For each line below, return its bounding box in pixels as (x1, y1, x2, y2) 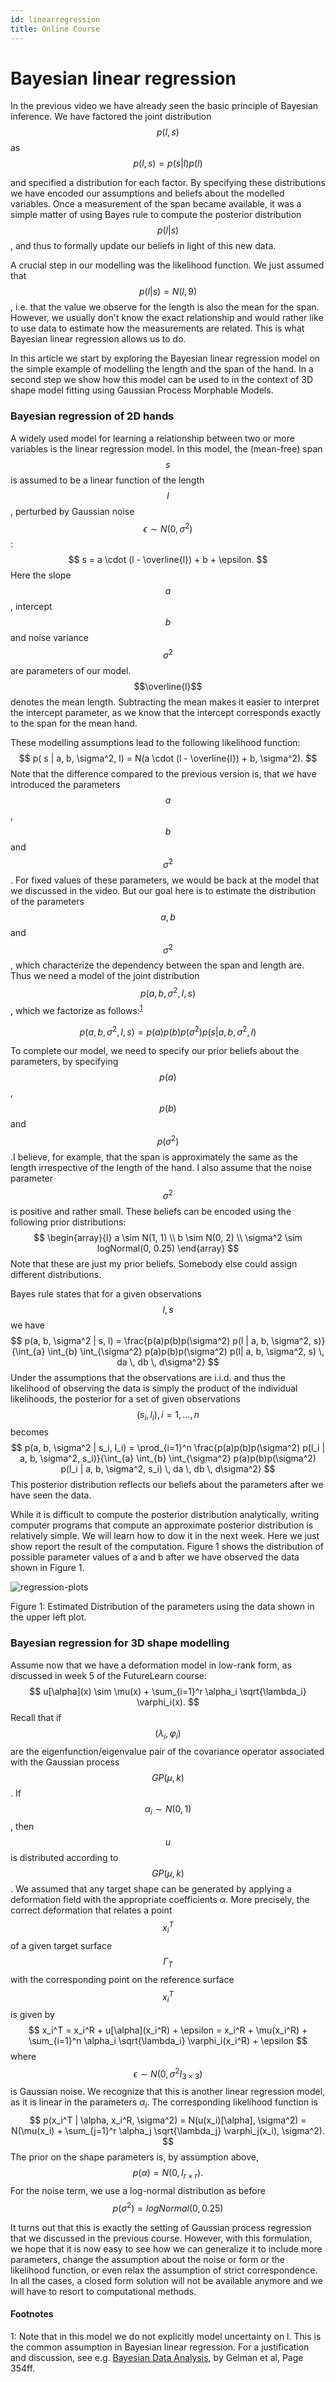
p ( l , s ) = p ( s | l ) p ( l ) (133, 157, 203, 170)
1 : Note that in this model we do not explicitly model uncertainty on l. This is (10, 2330, 322, 2342)
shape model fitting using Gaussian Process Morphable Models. (10, 384, 274, 396)
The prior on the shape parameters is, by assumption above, (10, 2151, 260, 2163)
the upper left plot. (10, 1611, 87, 1623)
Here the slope (10, 569, 72, 581)
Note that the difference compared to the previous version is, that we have (10, 768, 317, 780)
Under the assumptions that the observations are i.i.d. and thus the (10, 1371, 286, 1383)
